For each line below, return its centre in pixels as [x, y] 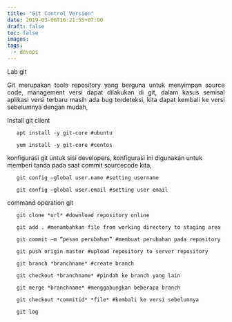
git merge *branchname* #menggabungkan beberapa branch [98, 288]
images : [18, 39]
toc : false [23, 33]
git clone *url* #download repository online [83, 215]
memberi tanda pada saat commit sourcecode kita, [79, 165]
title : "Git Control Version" [51, 13]
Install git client [29, 120]
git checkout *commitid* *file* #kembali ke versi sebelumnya [107, 300]
